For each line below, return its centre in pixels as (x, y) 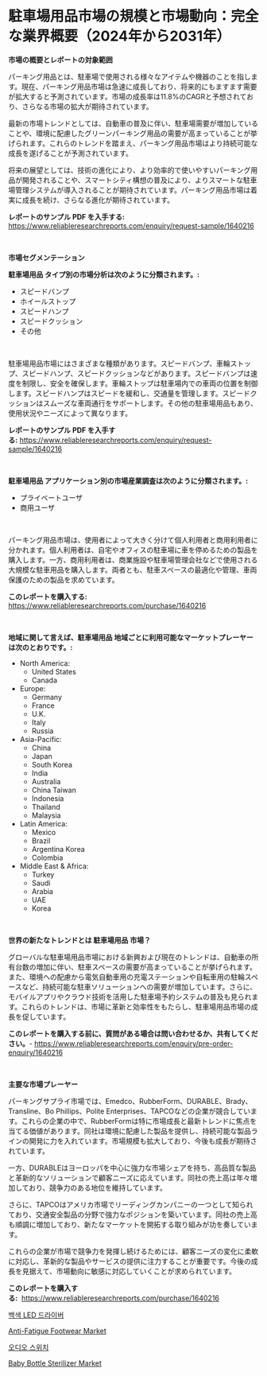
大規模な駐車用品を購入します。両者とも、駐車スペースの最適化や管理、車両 (133, 569)
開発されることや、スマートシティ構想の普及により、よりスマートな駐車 (139, 180)
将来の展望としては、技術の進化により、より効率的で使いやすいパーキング (130, 170)
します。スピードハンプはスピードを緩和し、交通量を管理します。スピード (129, 393)
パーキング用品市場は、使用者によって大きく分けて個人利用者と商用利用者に (133, 540)
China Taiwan (54, 790)
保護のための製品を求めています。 (64, 579)
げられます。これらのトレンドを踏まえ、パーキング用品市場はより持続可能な (133, 143)
